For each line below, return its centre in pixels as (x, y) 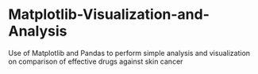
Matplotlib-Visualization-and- (109, 15)
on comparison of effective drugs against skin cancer (96, 61)
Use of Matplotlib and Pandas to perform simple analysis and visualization (129, 53)
